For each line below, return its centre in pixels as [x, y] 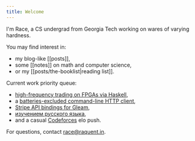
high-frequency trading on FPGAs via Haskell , [71, 94]
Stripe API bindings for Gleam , [52, 107]
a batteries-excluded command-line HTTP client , [75, 101]
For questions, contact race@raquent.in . [56, 131]
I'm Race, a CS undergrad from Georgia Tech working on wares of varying [98, 29]
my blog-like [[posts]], [42, 58]
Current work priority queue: [41, 83]
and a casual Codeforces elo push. [58, 120]
